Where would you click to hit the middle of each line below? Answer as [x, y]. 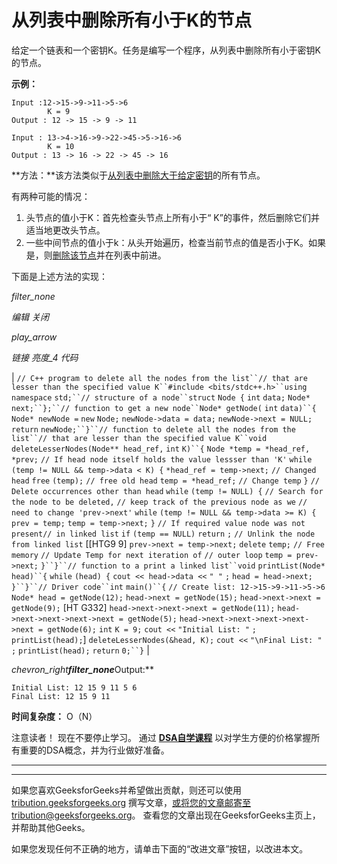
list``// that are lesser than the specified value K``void [139, 438]
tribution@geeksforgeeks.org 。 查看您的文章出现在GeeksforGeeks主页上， [166, 815]
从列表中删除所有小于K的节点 [132, 20]
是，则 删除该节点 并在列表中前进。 [96, 255]
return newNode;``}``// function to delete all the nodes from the [153, 429]
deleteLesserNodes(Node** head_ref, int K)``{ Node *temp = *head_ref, [161, 449]
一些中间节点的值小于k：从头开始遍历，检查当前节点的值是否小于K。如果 [175, 242]
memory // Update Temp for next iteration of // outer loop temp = [152, 555]
